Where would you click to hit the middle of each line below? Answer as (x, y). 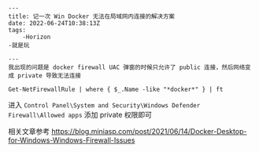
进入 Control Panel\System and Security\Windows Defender (104, 105)
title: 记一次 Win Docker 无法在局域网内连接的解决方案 (92, 16)
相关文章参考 (29, 131)
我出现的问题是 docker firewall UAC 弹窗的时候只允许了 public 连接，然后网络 (127, 67)
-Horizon (37, 37)
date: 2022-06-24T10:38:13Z (54, 24)
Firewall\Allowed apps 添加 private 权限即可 (80, 115)
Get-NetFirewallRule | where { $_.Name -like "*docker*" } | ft (116, 89)
